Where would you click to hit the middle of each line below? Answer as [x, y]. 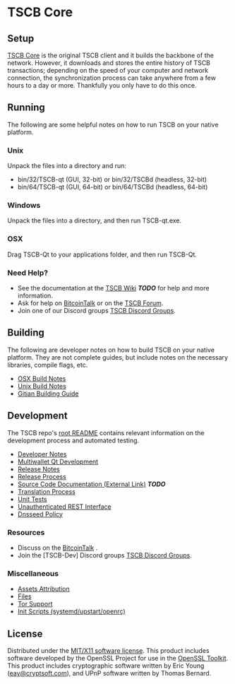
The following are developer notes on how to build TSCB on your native [111, 350]
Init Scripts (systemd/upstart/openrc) [71, 611]
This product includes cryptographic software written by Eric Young [106, 666]
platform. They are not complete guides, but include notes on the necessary [117, 357]
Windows [24, 206]
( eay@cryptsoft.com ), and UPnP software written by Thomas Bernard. [109, 673]
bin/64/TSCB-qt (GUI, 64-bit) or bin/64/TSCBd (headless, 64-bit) [113, 187]
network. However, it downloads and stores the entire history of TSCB [109, 63]
